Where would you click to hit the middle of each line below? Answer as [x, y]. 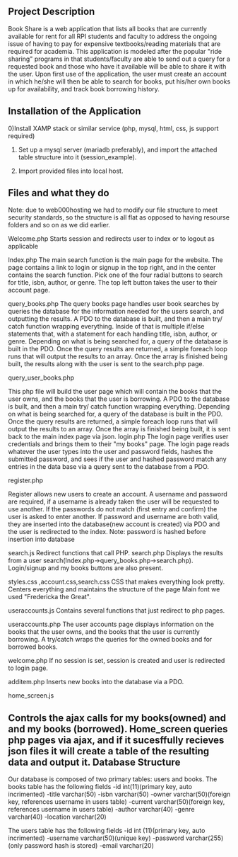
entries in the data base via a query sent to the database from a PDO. [108, 467]
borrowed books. [33, 647]
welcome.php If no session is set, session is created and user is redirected [117, 661]
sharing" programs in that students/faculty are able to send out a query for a [119, 59]
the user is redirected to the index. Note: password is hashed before [107, 532]
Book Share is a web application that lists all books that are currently [108, 28]
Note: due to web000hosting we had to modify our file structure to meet [113, 210]
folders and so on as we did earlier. [59, 225]
